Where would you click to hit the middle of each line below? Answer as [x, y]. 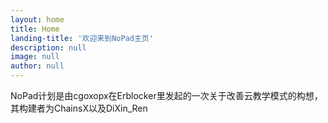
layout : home [37, 19]
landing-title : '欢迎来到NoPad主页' [82, 38]
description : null [48, 47]
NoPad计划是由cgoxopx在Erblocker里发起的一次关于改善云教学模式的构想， [166, 95]
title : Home [35, 29]
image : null [35, 57]
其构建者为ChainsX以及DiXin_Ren [79, 108]
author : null [37, 66]
